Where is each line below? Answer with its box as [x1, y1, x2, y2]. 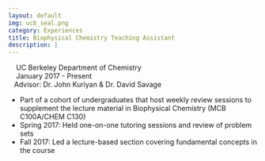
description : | [8, 41, 59, 49]
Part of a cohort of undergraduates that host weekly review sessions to [19, 95, 252, 105]
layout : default [8, 11, 62, 20]
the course [19, 146, 55, 155]
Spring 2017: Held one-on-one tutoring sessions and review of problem [19, 121, 252, 130]
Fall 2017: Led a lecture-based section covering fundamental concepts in [19, 137, 257, 147]
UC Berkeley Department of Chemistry [15, 63, 142, 72]
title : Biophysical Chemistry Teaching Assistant [8, 33, 176, 42]
